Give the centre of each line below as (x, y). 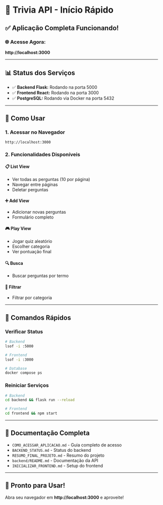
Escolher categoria (31, 246)
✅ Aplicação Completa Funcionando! (62, 28)
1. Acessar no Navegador (35, 132)
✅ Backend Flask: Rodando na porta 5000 (55, 87)
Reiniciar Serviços (27, 385)
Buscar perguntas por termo (40, 276)
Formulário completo (33, 217)
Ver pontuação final (32, 251)
